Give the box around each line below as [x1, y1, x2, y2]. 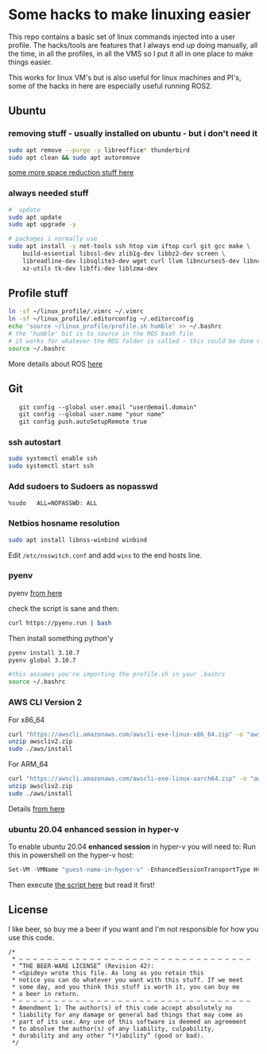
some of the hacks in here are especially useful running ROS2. [8, 81, 213, 91]
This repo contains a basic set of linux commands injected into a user [8, 32, 236, 41]
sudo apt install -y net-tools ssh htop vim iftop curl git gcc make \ [8, 243, 250, 251]
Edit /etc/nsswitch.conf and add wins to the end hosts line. [8, 550, 203, 560]
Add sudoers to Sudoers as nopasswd [8, 481, 158, 492]
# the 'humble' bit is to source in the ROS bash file [8, 330, 194, 338]
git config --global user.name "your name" [18, 410, 165, 418]
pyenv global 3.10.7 [8, 656, 77, 664]
